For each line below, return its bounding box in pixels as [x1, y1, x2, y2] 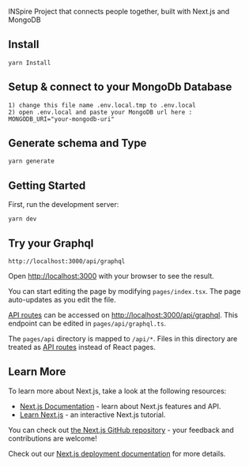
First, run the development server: [8, 200, 119, 209]
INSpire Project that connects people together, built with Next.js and [8, 7, 230, 16]
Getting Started [8, 179, 86, 192]
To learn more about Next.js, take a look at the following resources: [8, 386, 227, 396]
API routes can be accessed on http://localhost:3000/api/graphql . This [8, 310, 239, 320]
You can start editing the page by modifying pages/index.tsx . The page [8, 287, 241, 296]
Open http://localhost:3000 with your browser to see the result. [8, 272, 215, 281]
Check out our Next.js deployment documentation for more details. [8, 449, 226, 458]
